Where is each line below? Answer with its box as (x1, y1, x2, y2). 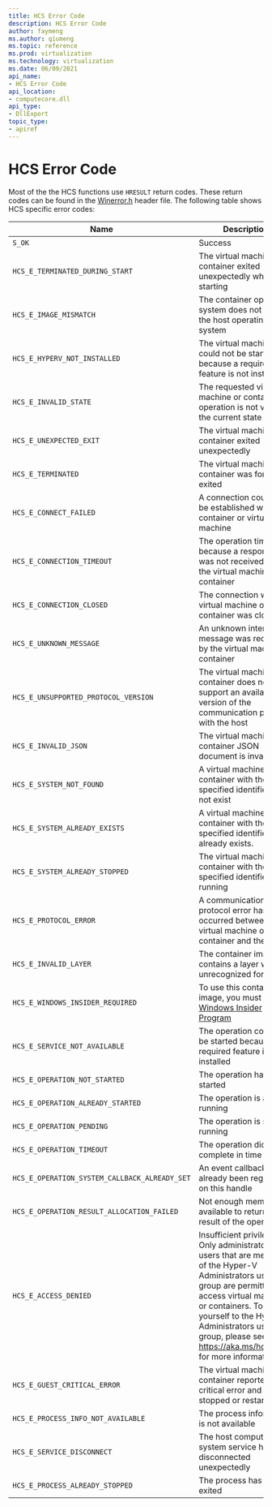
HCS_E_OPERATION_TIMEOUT (12, 1145, 108, 1154)
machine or (198, 391, 242, 403)
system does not (198, 304, 262, 315)
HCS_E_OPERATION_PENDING (12, 1122, 108, 1130)
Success (198, 237, 232, 248)
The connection (198, 589, 259, 601)
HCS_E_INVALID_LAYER (12, 959, 91, 968)
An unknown (198, 622, 247, 634)
